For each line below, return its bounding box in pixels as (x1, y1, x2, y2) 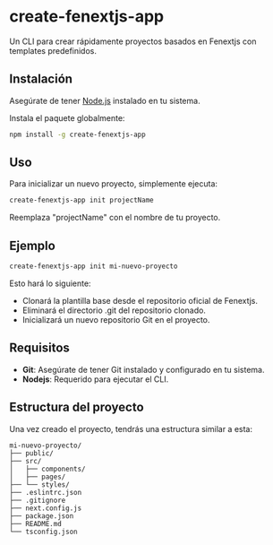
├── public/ (9, 448, 54, 458)
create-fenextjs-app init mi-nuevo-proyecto (9, 262, 178, 271)
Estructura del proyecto (9, 400, 145, 415)
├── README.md (9, 519, 63, 528)
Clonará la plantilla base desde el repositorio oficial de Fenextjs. (21, 296, 258, 306)
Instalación (9, 72, 73, 87)
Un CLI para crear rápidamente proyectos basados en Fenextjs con (9, 36, 257, 47)
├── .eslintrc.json (9, 488, 82, 497)
